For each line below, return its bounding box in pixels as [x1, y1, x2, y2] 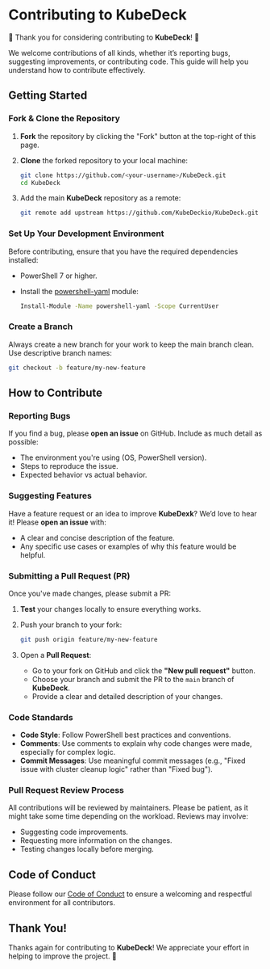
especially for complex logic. [19, 748, 116, 757]
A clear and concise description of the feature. [19, 533, 175, 542]
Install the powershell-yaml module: [19, 286, 139, 296]
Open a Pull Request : [19, 650, 92, 659]
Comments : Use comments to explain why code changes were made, [19, 739, 252, 748]
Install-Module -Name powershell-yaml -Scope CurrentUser [19, 301, 219, 310]
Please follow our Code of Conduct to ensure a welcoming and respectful [8, 889, 252, 899]
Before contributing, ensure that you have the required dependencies [8, 246, 239, 256]
